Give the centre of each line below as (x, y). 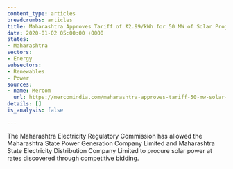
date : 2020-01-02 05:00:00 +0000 (55, 33)
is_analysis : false (35, 110)
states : (18, 39)
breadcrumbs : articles (40, 20)
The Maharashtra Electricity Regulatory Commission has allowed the (105, 136)
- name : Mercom (29, 91)
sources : (20, 84)
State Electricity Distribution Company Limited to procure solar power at (110, 150)
